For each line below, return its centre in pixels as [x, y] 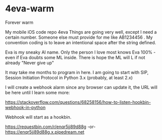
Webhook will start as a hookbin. [38, 117]
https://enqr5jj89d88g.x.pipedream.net [45, 132]
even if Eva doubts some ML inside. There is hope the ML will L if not [75, 57]
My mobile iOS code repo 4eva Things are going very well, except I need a [81, 32]
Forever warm [19, 22]
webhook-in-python [25, 107]
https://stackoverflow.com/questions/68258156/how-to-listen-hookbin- [78, 102]
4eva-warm [30, 9]
